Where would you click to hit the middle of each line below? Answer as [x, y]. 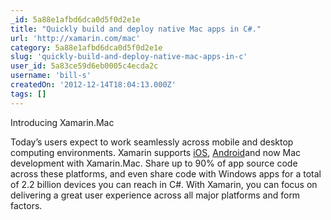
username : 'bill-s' [51, 76]
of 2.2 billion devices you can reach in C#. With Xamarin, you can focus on [164, 184]
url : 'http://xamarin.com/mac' [75, 38]
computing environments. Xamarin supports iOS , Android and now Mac [156, 152]
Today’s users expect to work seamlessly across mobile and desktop [152, 142]
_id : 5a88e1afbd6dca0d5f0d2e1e [75, 19]
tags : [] [28, 94]
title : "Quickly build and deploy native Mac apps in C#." [136, 29]
